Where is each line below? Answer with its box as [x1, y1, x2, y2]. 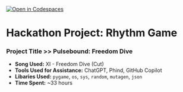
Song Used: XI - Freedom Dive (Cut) [14, 61, 104, 68]
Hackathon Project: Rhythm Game [6, 27, 178, 40]
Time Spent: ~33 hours [14, 80, 73, 87]
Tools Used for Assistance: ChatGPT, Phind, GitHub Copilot [14, 67, 162, 74]
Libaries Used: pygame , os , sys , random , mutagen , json [14, 73, 143, 80]
